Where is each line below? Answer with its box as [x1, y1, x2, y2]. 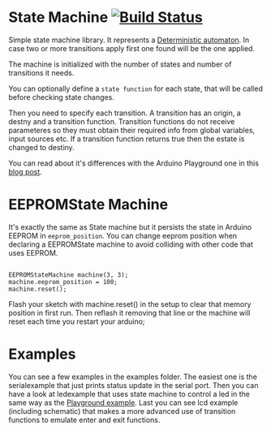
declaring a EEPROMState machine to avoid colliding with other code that [8, 239, 253, 249]
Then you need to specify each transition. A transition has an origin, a [8, 108, 241, 118]
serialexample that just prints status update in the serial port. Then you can [8, 380, 259, 390]
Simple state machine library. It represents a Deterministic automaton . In [8, 35, 250, 45]
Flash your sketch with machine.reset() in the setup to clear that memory [8, 299, 252, 308]
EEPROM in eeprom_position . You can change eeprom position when [8, 231, 238, 240]
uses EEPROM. [8, 248, 58, 257]
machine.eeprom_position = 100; [8, 278, 118, 286]
